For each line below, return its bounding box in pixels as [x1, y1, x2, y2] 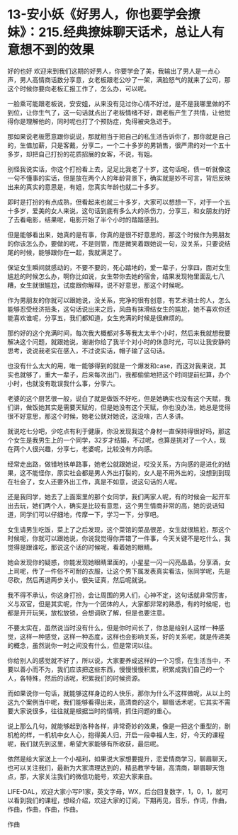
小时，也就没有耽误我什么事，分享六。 [7, 379, 119, 387]
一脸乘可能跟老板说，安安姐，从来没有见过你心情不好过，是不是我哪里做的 [7, 99, 225, 108]
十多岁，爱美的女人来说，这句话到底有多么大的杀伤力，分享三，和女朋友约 [7, 206, 225, 215]
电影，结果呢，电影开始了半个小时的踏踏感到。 [25, 215, 163, 224]
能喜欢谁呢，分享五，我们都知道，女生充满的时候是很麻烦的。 [7, 313, 188, 322]
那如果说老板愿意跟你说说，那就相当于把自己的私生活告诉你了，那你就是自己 [7, 132, 231, 140]
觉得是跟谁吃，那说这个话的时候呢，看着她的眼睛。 [7, 543, 157, 551]
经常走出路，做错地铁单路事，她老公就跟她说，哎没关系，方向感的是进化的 [7, 460, 225, 468]
